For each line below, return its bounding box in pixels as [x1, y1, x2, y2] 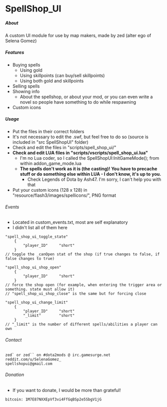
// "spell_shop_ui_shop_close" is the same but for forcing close [5, 291, 146, 296]
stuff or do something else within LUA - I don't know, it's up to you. [19, 171, 161, 177]
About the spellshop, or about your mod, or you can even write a [19, 94, 153, 100]
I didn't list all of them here [12, 225, 67, 231]
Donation [5, 371, 24, 378]
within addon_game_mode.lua [19, 161, 81, 167]
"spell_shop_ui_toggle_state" [5, 234, 68, 239]
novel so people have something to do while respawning [19, 99, 136, 105]
